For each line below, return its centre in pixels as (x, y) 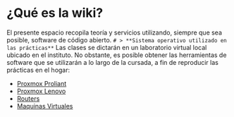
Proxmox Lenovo (41, 91)
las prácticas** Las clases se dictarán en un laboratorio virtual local (107, 47)
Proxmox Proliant (42, 83)
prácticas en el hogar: (38, 70)
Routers (28, 98)
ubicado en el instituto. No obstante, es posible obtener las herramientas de (117, 55)
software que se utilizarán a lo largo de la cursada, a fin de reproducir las (113, 62)
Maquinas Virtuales (45, 106)
